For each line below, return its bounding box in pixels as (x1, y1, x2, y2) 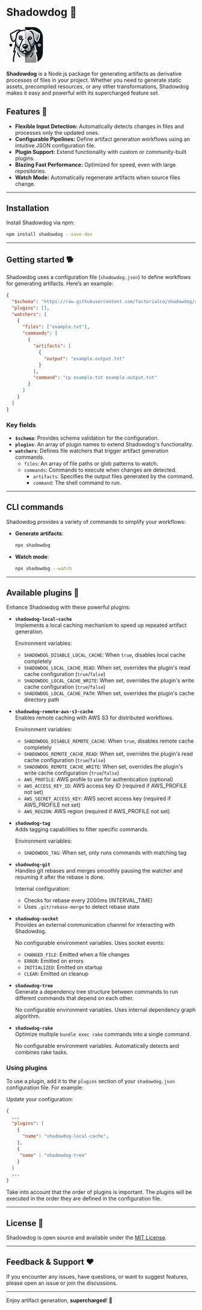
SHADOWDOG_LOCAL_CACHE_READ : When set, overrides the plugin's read (23, 664, 191, 671)
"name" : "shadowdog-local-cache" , (22, 1133, 109, 1139)
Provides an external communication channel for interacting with (14, 921, 176, 929)
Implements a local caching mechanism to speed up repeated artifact (14, 622, 187, 629)
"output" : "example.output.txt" (44, 355, 125, 361)
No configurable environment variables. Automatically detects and (14, 1042, 179, 1050)
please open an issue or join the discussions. (6, 1279, 118, 1287)
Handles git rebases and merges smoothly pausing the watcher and (14, 867, 183, 875)
